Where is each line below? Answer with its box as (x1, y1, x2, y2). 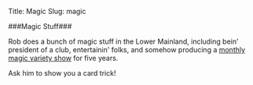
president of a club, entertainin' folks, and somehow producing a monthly (8, 45, 246, 54)
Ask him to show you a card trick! (8, 69, 116, 77)
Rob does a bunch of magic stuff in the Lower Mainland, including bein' (8, 37, 239, 46)
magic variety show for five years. (8, 54, 119, 62)
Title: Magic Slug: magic (8, 7, 86, 16)
